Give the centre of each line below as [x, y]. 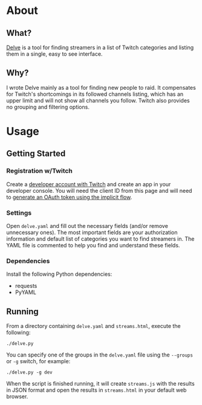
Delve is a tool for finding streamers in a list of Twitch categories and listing [100, 47]
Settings [19, 213]
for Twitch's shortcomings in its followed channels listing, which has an [95, 94]
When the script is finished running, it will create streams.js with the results [100, 384]
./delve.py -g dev [29, 373]
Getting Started [36, 154]
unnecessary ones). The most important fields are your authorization [92, 232]
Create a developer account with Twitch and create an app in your [89, 184]
